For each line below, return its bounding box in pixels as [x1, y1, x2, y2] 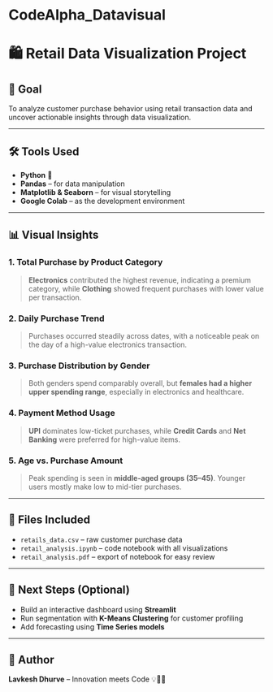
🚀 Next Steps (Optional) [8, 583, 130, 597]
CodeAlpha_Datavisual [8, 6, 167, 24]
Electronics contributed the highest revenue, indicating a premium [28, 275, 252, 285]
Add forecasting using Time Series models [19, 621, 165, 631]
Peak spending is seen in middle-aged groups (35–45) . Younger [28, 473, 246, 482]
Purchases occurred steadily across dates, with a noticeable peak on [28, 331, 260, 340]
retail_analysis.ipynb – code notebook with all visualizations [19, 543, 228, 553]
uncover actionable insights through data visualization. [8, 112, 192, 123]
